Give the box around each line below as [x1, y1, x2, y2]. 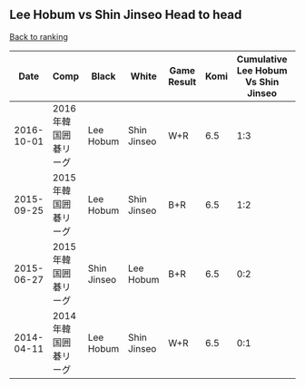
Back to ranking [9, 31, 68, 42]
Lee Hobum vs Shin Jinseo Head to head [9, 7, 242, 23]
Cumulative [236, 53, 288, 65]
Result [167, 75, 197, 88]
